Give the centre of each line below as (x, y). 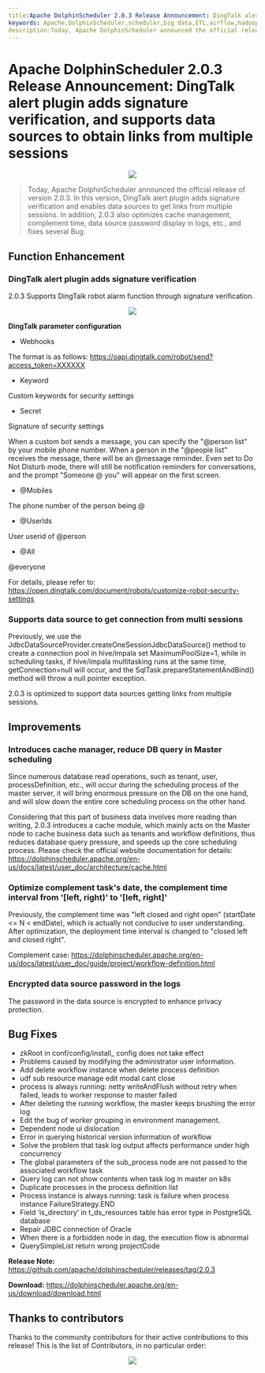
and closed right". (37, 940)
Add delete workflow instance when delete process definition (119, 1070)
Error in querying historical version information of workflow (116, 1137)
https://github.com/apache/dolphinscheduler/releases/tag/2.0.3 (112, 1270)
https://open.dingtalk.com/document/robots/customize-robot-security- (124, 590)
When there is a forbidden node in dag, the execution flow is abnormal (134, 1238)
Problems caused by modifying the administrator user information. (127, 1061)
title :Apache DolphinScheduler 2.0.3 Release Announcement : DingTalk (125, 15)
